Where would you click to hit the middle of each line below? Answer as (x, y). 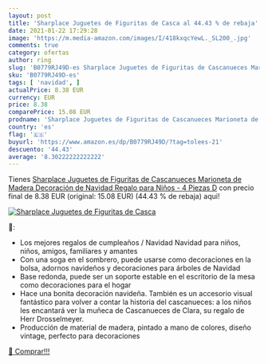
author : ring (30, 61)
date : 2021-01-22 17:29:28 (53, 30)
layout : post (30, 16)
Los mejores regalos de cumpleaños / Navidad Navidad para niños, (130, 243)
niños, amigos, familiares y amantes (79, 251)
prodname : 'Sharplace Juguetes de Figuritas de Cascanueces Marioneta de (134, 120)
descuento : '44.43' (41, 149)
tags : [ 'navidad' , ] (44, 82)
